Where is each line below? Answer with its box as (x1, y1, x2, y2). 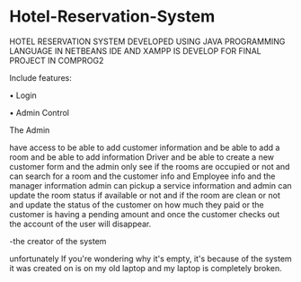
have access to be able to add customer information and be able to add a (9, 142, 280, 153)
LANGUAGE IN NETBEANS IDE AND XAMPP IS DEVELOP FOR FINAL (9, 45, 262, 56)
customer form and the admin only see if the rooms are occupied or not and (9, 161, 290, 172)
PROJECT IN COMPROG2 (9, 55, 104, 66)
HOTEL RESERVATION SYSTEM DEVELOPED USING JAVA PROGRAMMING (9, 36, 286, 47)
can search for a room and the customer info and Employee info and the (9, 171, 276, 181)
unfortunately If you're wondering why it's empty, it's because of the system (9, 253, 292, 264)
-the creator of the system (9, 235, 107, 246)
